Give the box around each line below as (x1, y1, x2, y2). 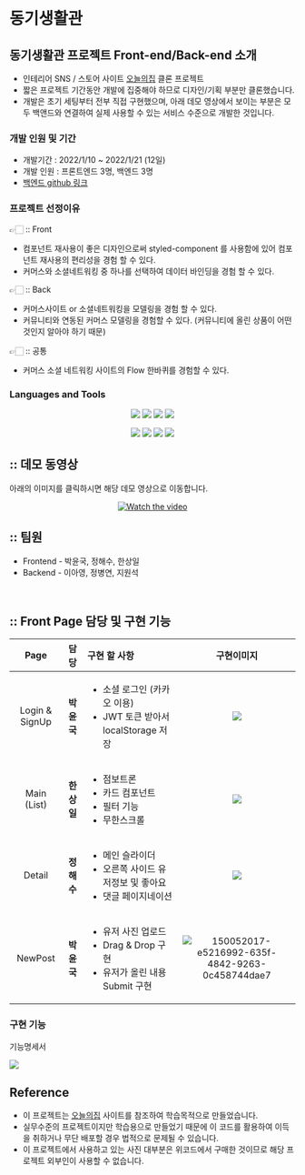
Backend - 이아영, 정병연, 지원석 (22, 567, 139, 577)
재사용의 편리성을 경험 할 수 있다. (39, 254, 156, 265)
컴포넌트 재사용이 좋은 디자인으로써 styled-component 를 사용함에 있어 (22, 243, 277, 254)
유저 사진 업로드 (103, 925, 167, 938)
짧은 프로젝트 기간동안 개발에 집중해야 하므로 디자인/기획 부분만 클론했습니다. (22, 85, 295, 95)
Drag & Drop (103, 939, 156, 951)
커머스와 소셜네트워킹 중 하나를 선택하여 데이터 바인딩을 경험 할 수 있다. (22, 266, 275, 276)
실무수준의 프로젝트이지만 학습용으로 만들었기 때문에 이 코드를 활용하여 (22, 1121, 273, 1132)
